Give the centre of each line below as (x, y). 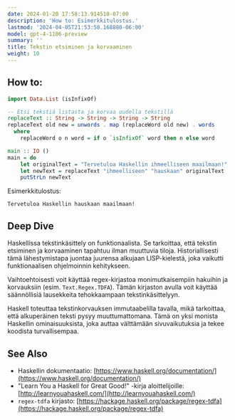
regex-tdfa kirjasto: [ (48, 401)
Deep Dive (31, 226)
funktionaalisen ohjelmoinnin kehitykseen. (69, 266)
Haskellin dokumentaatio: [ (57, 370)
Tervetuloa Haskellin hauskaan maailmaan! (71, 204)
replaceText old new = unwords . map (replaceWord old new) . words (111, 125)
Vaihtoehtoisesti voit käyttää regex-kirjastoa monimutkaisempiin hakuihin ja (117, 280)
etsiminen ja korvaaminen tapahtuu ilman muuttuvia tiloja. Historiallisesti (113, 251)
